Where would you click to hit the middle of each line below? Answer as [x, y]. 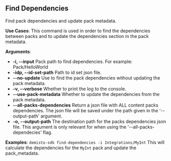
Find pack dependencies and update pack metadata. [61, 21]
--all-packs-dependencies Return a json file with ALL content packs [85, 105]
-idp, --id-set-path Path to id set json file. [57, 72]
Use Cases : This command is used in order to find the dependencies [78, 31]
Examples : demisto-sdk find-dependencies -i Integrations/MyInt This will [85, 142]
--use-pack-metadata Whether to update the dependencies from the [86, 94]
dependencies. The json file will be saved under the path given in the [85, 110]
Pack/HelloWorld [30, 67]
